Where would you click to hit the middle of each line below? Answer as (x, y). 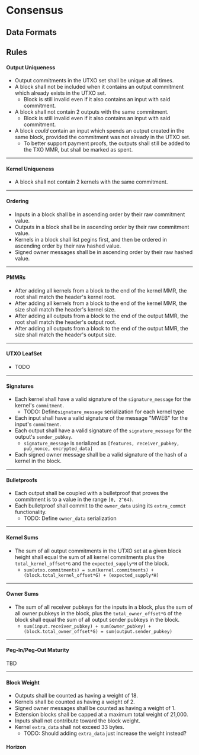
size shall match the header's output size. (65, 335)
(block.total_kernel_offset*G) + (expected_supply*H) (91, 575)
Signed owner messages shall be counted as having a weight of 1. (95, 708)
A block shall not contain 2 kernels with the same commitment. (91, 182)
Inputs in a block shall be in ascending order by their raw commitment (100, 214)
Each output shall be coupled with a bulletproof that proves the (92, 493)
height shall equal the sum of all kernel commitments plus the (89, 557)
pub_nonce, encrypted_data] (58, 449)
